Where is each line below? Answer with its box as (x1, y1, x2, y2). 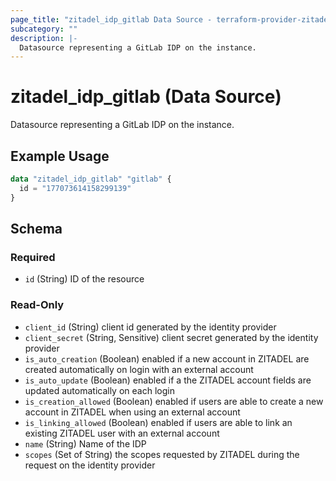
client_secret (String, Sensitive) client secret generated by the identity (24, 331, 319, 343)
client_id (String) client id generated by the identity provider (24, 321, 277, 333)
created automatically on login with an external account (24, 363, 254, 375)
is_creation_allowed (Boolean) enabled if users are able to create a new (24, 395, 324, 407)
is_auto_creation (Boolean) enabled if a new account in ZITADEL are (24, 352, 310, 365)
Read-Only (10, 298, 65, 312)
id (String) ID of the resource (24, 273, 145, 285)
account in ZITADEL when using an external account (24, 406, 241, 418)
